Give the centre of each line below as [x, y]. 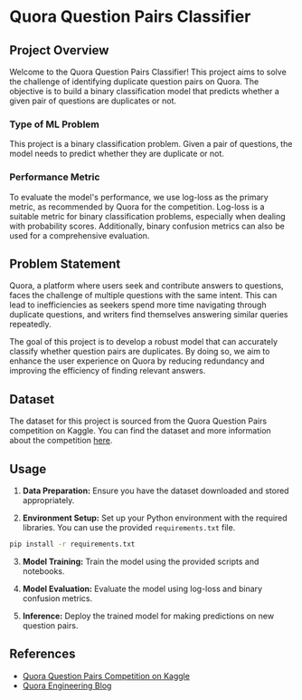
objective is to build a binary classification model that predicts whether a [145, 91]
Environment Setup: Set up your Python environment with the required [155, 518]
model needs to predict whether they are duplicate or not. [117, 154]
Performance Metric [55, 177]
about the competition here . [61, 441]
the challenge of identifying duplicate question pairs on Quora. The [134, 82]
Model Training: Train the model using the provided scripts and [141, 561]
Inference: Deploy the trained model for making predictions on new [148, 616]
